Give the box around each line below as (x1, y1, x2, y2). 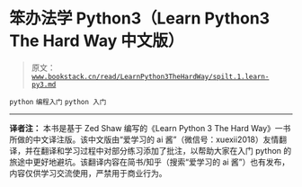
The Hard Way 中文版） (9, 31, 184, 51)
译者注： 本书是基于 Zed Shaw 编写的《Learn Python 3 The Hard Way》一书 (9, 122, 291, 133)
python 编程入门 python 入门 (9, 97, 107, 106)
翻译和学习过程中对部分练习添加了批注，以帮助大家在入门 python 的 (40, 145, 292, 156)
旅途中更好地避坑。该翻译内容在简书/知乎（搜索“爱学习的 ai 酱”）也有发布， (9, 156, 290, 167)
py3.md (31, 80, 57, 89)
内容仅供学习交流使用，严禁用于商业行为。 (9, 167, 167, 178)
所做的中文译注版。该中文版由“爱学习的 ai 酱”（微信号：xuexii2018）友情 (9, 134, 280, 145)
